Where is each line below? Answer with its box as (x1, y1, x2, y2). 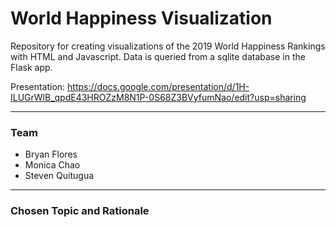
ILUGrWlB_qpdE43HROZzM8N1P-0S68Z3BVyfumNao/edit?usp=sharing (10, 91, 307, 103)
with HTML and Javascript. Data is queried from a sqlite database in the (10, 50, 306, 62)
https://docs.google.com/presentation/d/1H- (67, 80, 250, 92)
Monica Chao (24, 159, 81, 171)
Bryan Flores (24, 148, 78, 161)
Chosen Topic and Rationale (10, 204, 150, 218)
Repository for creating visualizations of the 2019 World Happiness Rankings (10, 40, 326, 52)
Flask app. (10, 61, 53, 73)
